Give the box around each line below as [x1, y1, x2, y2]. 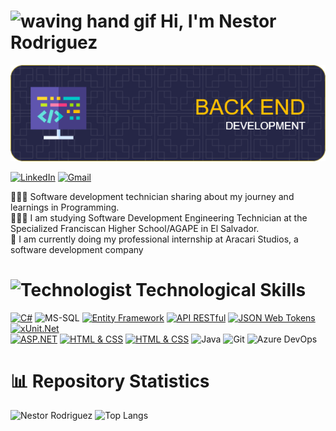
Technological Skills [135, 278, 307, 301]
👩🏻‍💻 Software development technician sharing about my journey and [10, 190, 295, 202]
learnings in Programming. [10, 201, 120, 213]
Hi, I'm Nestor [160, 10, 277, 33]
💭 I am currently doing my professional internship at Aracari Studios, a [10, 233, 299, 245]
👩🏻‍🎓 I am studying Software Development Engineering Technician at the [10, 211, 308, 224]
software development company [10, 243, 144, 255]
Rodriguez [10, 31, 98, 54]
